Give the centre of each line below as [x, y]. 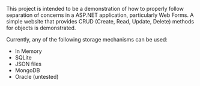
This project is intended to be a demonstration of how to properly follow [95, 9]
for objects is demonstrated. [41, 28]
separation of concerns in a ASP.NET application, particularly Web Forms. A [100, 15]
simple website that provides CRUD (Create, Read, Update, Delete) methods [100, 21]
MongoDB [27, 70]
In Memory [28, 51]
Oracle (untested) [37, 77]
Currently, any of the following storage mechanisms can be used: [87, 39]
